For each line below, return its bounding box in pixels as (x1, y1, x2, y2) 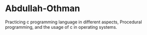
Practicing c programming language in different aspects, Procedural (5, 19, 142, 25)
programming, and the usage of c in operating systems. (5, 24, 118, 30)
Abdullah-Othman (5, 3, 80, 14)
